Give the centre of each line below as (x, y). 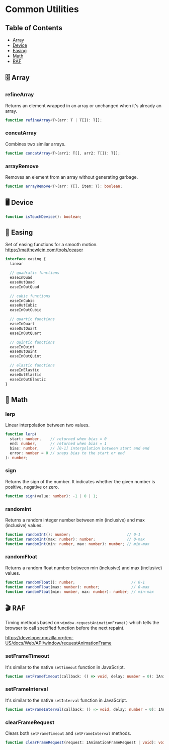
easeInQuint (22, 347)
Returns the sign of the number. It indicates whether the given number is (80, 481)
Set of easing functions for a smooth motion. (52, 245)
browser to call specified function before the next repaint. (65, 628)
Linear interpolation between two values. (47, 425)
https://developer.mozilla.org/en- (39, 638)
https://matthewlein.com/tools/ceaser (44, 250)
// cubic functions (30, 296)
